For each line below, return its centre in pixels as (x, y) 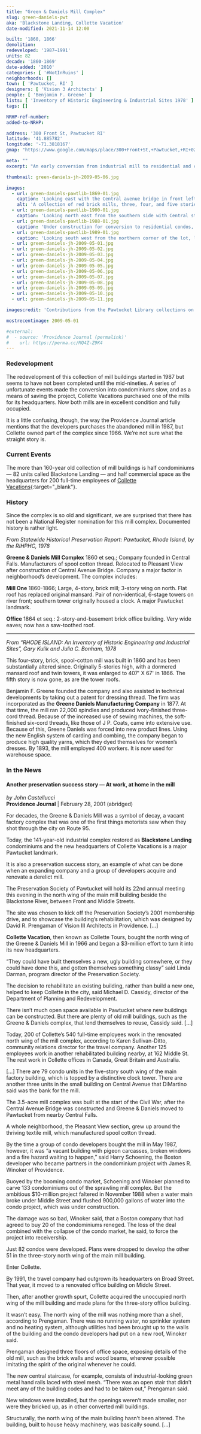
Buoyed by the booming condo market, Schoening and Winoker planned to (98, 1181)
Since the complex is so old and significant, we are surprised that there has (99, 515)
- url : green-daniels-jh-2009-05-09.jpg (63, 288)
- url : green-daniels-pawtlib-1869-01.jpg (65, 193)
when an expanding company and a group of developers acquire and (91, 871)
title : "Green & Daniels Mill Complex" (56, 12)
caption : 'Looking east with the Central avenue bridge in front (100, 199)
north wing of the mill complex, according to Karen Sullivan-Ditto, (87, 1041)
